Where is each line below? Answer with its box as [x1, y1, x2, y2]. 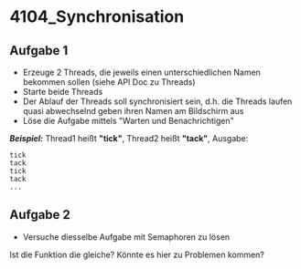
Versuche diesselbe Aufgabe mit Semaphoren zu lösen [22, 231, 231, 243]
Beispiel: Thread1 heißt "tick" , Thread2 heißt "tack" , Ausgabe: [9, 133, 249, 143]
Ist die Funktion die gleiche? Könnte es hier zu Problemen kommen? [9, 249, 265, 260]
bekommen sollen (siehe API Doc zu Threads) [22, 77, 196, 88]
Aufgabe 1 [9, 43, 69, 58]
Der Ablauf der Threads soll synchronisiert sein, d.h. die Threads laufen [22, 96, 293, 107]
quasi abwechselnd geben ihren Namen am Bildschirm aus [22, 106, 244, 116]
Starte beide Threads [22, 87, 103, 97]
